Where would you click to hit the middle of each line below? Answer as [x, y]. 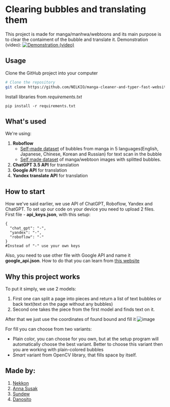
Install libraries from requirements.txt [44, 97]
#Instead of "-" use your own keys [43, 246]
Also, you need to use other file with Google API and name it [68, 255]
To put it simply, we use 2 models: [41, 289]
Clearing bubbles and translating [76, 9]
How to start [25, 192]
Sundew [21, 394]
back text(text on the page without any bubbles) [63, 304]
